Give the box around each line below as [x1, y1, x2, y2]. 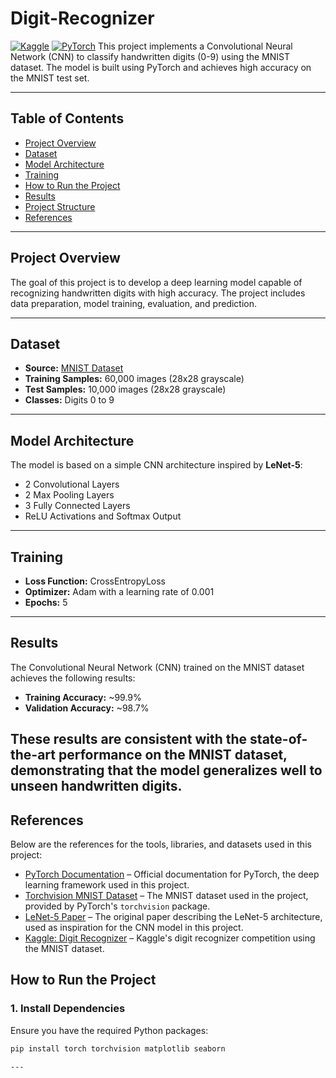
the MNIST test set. [10, 72, 90, 84]
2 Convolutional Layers [24, 478, 120, 491]
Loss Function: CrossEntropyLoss [24, 575, 167, 587]
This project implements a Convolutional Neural [97, 40, 293, 52]
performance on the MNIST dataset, [58, 747, 288, 764]
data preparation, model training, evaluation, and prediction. [10, 297, 258, 309]
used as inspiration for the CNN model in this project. [24, 922, 244, 934]
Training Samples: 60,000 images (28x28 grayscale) [24, 373, 245, 385]
